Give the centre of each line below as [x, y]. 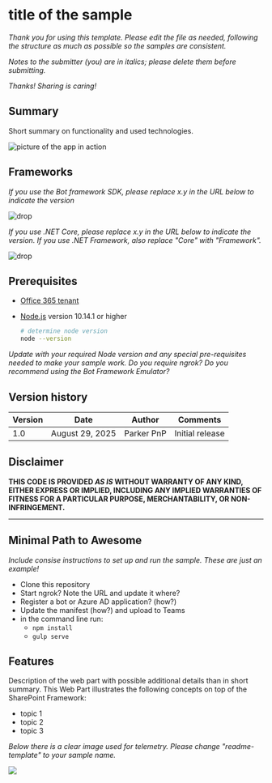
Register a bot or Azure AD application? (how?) [98, 602]
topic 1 [31, 713]
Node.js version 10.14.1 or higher [73, 317]
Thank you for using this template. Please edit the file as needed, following [133, 37]
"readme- [238, 747]
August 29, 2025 [84, 433]
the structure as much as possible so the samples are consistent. [117, 45]
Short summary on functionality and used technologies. [101, 130]
